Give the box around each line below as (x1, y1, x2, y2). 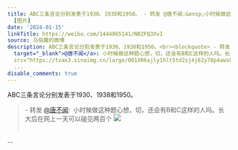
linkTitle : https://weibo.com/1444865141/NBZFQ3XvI (7, 30, 163, 38)
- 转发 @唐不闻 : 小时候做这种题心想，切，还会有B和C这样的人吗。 (24, 105, 219, 114)
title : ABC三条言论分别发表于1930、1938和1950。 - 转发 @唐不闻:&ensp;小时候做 (7, 10, 227, 18)
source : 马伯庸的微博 (7, 37, 65, 44)
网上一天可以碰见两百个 (43, 114, 112, 123)
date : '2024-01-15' (7, 23, 65, 31)
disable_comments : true (7, 70, 78, 77)
